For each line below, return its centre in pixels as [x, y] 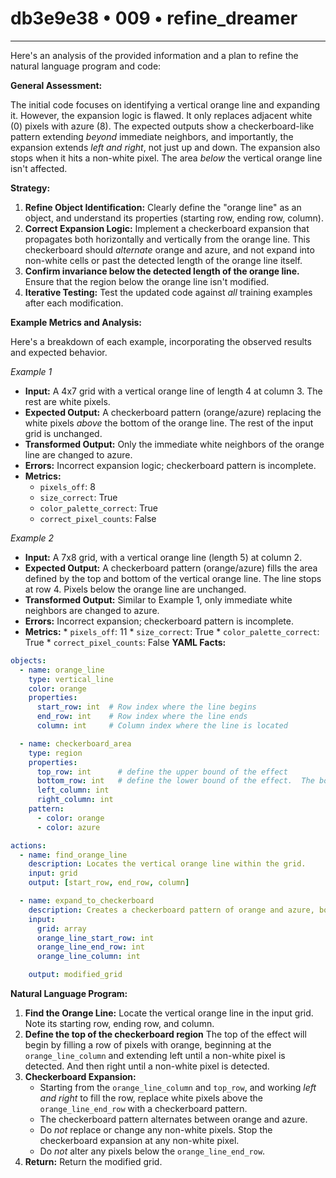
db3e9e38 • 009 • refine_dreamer [154, 18]
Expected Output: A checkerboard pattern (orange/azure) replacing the [173, 412]
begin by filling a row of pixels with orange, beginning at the [148, 1045]
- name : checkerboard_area [75, 743]
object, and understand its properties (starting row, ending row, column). [174, 218]
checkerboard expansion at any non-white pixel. [139, 1141]
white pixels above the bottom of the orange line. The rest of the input [169, 423]
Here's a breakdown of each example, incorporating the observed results [161, 341]
